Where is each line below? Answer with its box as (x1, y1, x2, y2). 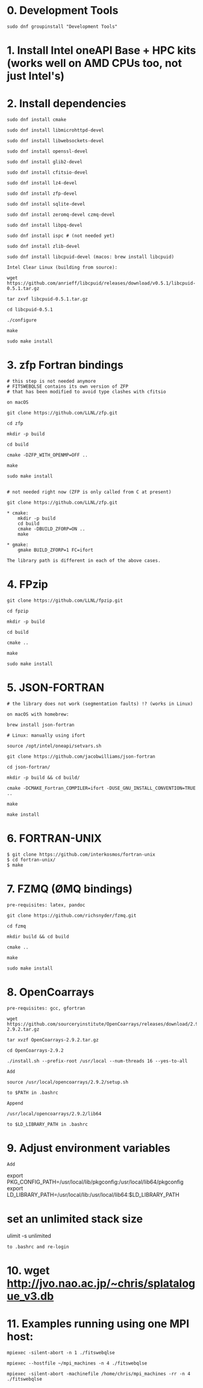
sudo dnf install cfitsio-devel (7, 169, 88, 175)
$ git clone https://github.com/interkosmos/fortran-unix (7, 851, 155, 857)
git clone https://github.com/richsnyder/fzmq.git (7, 912, 137, 918)
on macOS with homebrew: (7, 711, 69, 718)
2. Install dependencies (7, 97, 126, 110)
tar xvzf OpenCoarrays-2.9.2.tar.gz (7, 1036, 99, 1043)
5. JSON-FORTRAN (7, 681, 105, 695)
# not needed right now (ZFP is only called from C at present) (7, 489, 172, 495)
